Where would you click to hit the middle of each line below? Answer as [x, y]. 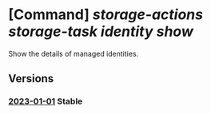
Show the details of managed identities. [74, 53]
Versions [31, 79]
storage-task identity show [101, 31]
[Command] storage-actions [106, 15]
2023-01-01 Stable [46, 101]
